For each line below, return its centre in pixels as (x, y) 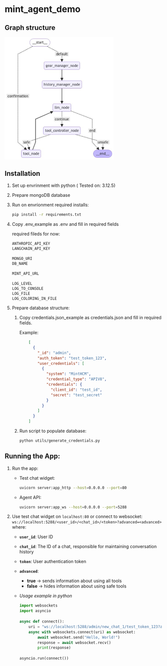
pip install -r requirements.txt (47, 215)
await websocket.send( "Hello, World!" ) (79, 637)
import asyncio (35, 611)
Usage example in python (46, 596)
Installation (22, 173)
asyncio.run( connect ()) (44, 659)
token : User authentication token (53, 562)
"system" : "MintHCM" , (69, 374)
